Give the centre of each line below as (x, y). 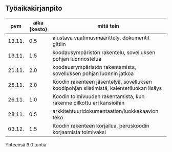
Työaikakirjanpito (34, 8)
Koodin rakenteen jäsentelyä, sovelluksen (102, 82)
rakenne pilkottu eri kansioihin (89, 103)
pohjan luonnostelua (77, 59)
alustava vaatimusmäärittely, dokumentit (101, 38)
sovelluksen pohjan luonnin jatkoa (93, 73)
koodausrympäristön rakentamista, (94, 67)
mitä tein (108, 26)
